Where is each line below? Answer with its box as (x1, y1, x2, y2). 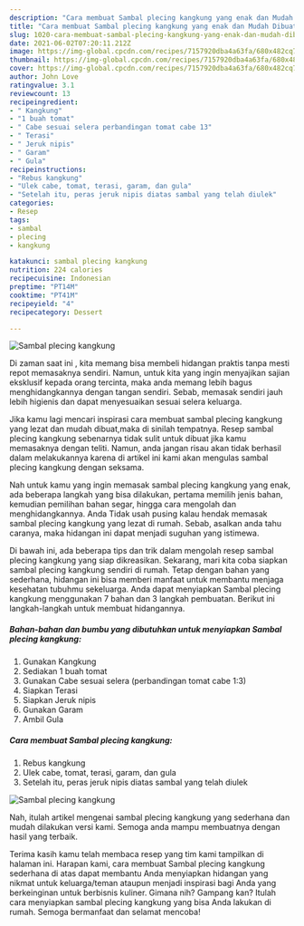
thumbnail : (9, 55, 51, 64)
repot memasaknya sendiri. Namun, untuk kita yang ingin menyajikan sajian (9, 368, 290, 379)
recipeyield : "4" (9, 299, 75, 308)
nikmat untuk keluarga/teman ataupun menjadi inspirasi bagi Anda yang (9, 878, 277, 889)
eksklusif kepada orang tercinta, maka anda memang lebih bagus (9, 377, 253, 388)
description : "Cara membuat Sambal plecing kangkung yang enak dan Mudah (9, 13, 294, 23)
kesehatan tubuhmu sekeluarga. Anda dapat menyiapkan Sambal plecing (9, 584, 281, 594)
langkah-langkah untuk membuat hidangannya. (9, 603, 185, 614)
